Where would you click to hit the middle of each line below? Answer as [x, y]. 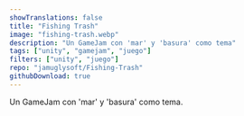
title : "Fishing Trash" [54, 26]
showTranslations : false [56, 18]
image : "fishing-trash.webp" [64, 34]
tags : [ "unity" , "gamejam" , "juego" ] [80, 51]
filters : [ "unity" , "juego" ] [64, 59]
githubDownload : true [50, 76]
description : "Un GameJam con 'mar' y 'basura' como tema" [123, 43]
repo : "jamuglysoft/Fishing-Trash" [76, 68]
